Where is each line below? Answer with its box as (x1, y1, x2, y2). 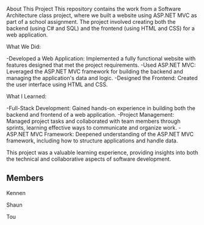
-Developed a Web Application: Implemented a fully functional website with (6, 55, 196, 62)
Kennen (6, 189, 26, 196)
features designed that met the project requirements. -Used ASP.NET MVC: (6, 61, 196, 68)
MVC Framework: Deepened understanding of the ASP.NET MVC (30, 131, 194, 138)
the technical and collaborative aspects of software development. (6, 155, 172, 163)
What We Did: (6, 43, 41, 50)
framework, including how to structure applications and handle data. (6, 137, 178, 144)
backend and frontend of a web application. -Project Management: (6, 111, 174, 118)
